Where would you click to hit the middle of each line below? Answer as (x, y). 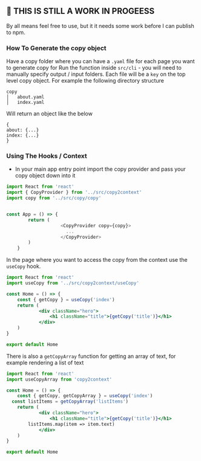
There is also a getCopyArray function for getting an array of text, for (91, 356)
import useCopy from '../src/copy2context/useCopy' (73, 283)
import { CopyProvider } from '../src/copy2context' (74, 193)
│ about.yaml (25, 97)
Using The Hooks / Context (47, 156)
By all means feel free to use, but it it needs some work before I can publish (100, 26)
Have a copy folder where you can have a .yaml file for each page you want (100, 61)
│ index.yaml (25, 103)
